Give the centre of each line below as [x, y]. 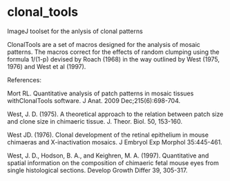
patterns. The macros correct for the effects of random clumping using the [113, 52]
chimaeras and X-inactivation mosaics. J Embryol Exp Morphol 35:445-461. [115, 142]
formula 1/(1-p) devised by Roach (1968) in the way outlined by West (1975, [113, 59]
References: [24, 79]
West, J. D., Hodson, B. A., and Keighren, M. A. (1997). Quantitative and [108, 155]
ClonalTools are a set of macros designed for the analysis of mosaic [104, 44]
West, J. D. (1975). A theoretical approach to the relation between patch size [115, 114]
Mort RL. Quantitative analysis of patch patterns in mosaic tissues [100, 93]
